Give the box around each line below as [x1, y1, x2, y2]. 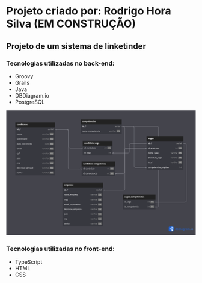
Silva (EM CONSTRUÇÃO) [6, 17, 136, 31]
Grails [14, 79, 30, 86]
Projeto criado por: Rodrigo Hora [6, 4, 171, 18]
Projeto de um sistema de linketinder [6, 41, 146, 51]
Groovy [14, 72, 34, 79]
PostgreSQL [14, 98, 45, 105]
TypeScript [14, 258, 43, 266]
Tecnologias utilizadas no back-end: [6, 59, 115, 67]
